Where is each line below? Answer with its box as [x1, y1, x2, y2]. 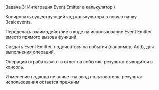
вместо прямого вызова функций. [5, 34, 78, 40]
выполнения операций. [5, 49, 55, 55]
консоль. [5, 64, 25, 70]
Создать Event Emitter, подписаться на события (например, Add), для [5, 44, 154, 49]
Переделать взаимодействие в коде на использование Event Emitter [5, 29, 152, 34]
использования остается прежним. [5, 79, 81, 85]
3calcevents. [5, 19, 32, 25]
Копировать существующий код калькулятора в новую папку [5, 14, 137, 19]
